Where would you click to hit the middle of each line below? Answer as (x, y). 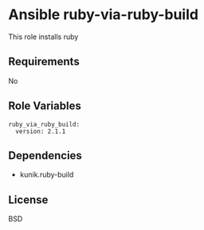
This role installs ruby (43, 37)
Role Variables (45, 106)
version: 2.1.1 (41, 131)
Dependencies (45, 156)
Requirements (44, 62)
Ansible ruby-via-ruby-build (104, 15)
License (28, 199)
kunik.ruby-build (47, 175)
